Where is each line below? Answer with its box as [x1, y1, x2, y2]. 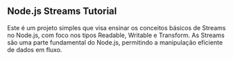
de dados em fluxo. [7, 45, 62, 54]
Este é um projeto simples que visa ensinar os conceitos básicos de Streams [7, 23, 226, 32]
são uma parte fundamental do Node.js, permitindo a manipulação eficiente [7, 38, 223, 47]
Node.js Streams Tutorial [7, 5, 117, 17]
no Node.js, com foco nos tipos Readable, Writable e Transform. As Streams [7, 31, 225, 39]
